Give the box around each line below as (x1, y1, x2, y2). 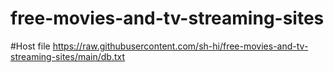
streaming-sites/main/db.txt (10, 50, 126, 62)
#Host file (10, 40, 51, 52)
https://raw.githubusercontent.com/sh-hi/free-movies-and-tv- (52, 40, 309, 52)
